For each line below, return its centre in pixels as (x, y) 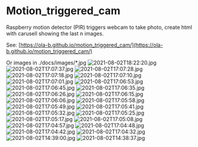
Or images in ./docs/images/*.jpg (46, 63)
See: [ (13, 45)
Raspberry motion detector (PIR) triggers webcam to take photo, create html (99, 27)
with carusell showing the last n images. (55, 33)
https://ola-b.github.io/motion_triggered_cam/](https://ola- (92, 45)
